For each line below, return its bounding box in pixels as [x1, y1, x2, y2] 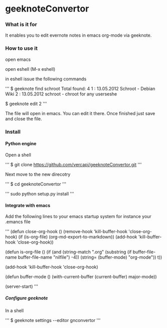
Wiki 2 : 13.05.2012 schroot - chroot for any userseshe [5, 91, 117, 97]
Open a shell [5, 152, 32, 158]
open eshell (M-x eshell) [5, 66, 56, 72]
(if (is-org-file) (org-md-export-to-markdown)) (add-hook [18, 234, 137, 240]
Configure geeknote [5, 295, 48, 301]
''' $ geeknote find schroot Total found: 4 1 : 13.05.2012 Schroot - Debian [5, 85, 155, 91]
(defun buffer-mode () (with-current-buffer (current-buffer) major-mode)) [5, 274, 157, 280]
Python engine [5, 141, 37, 147]
